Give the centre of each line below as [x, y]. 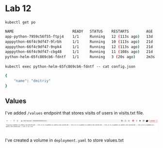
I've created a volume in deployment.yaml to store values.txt [64, 140]
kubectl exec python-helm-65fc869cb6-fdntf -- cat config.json [70, 67]
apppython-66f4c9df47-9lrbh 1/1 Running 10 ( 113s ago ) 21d [79, 42]
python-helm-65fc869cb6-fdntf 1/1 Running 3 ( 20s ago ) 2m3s [80, 57]
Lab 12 [18, 8]
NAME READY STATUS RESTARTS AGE [79, 31]
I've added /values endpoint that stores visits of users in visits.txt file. [74, 113]
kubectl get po [20, 22]
